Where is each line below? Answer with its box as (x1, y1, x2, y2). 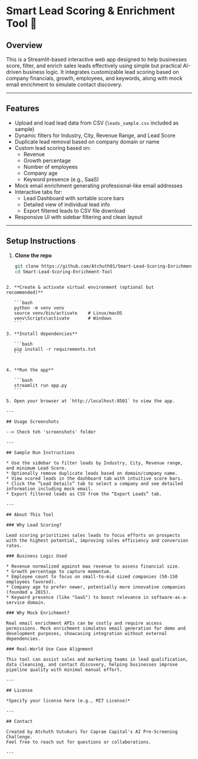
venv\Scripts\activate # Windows (14, 315, 112, 321)
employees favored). (6, 579, 57, 585)
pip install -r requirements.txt (14, 347, 96, 353)
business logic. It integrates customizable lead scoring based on (22, 69, 179, 75)
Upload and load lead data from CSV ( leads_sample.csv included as (14, 119, 179, 126)
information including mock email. (6, 486, 94, 492)
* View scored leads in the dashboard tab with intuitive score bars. (6, 475, 183, 482)
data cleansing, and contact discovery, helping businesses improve (6, 662, 178, 668)
